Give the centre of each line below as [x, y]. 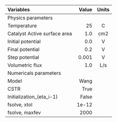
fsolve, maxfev [24, 113]
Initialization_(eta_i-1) [33, 97]
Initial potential [24, 42]
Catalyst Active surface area [40, 34]
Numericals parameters [34, 73]
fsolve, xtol [20, 105]
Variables [19, 9]
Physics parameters [30, 18]
